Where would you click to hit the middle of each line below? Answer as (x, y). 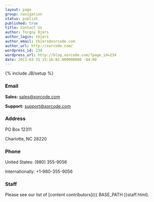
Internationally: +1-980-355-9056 (39, 172)
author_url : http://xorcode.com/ (39, 46)
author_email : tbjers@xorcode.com (40, 41)
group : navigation (24, 14)
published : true (21, 23)
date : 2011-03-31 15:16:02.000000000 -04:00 (51, 60)
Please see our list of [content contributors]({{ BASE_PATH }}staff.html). (77, 195)
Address (15, 119)
